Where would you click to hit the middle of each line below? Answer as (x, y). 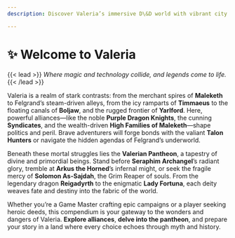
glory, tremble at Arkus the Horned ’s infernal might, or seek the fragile (109, 168)
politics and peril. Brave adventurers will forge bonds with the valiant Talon (115, 132)
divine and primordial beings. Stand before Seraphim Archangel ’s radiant (113, 161)
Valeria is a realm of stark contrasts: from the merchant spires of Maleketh (115, 95)
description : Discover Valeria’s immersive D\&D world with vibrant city (117, 14)
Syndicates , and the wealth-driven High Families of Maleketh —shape (109, 125)
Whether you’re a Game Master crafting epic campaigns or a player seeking (117, 204)
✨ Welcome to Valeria (72, 54)
